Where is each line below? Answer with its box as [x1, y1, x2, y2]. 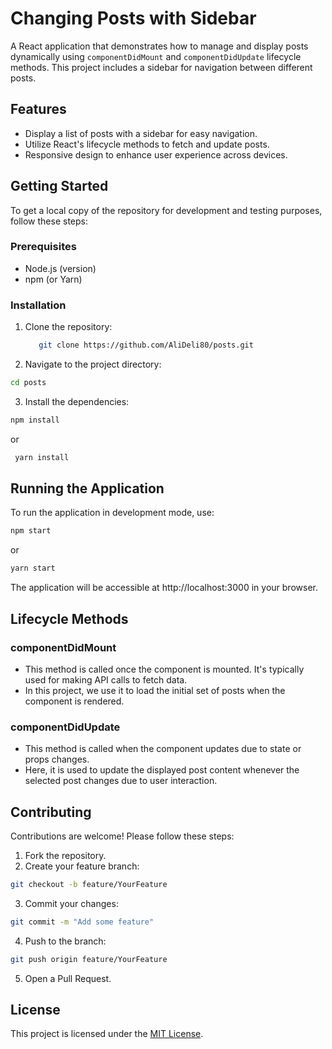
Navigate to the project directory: [24, 358, 162, 371]
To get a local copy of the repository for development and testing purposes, [10, 204, 323, 216]
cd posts [10, 378, 47, 388]
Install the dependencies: [24, 395, 130, 407]
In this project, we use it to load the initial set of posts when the [24, 684, 286, 696]
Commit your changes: [24, 897, 119, 909]
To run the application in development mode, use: [10, 507, 215, 519]
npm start [10, 526, 52, 536]
